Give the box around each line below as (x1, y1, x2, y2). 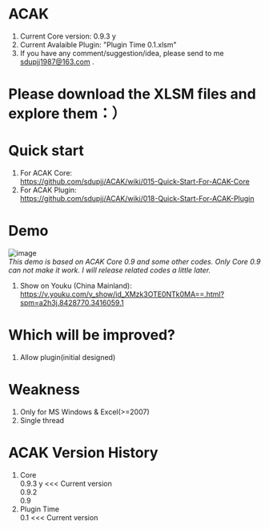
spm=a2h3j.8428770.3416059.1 (19, 298, 124, 307)
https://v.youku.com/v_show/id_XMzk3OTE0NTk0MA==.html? (19, 289, 225, 299)
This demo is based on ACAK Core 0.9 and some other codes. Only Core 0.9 (8, 257, 261, 266)
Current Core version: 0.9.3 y (19, 31, 116, 41)
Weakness (8, 381, 80, 399)
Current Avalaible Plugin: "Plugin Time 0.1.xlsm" (19, 39, 178, 49)
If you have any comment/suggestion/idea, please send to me (19, 48, 224, 58)
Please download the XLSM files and (8, 85, 256, 103)
